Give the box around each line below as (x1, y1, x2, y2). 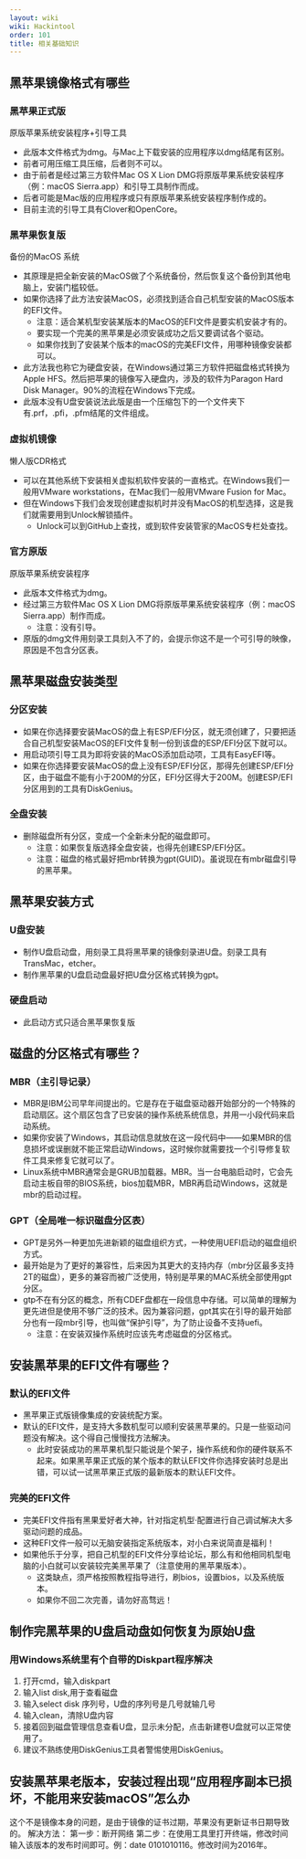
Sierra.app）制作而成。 (22, 609, 111, 621)
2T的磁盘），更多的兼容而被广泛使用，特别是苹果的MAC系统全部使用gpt (22, 1271, 292, 1282)
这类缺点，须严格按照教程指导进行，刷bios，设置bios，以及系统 (36, 1571, 277, 1582)
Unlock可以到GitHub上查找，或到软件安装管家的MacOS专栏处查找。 (36, 520, 293, 531)
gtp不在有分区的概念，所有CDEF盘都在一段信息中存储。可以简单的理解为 (22, 1294, 297, 1304)
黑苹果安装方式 (9, 894, 94, 910)
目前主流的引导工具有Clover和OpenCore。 (22, 203, 183, 215)
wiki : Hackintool (9, 22, 76, 31)
